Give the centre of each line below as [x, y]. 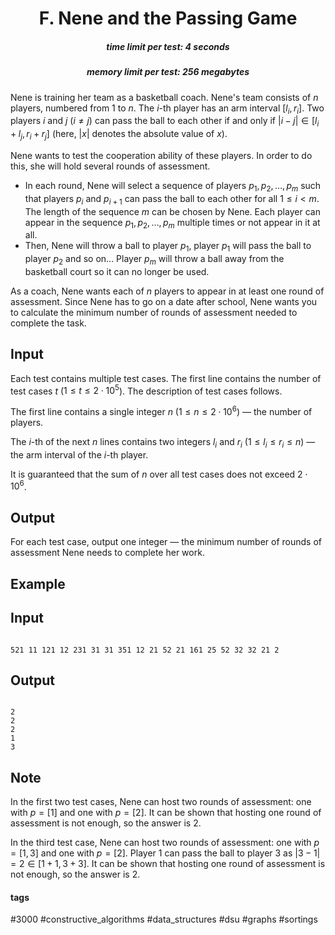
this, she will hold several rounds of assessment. [110, 166]
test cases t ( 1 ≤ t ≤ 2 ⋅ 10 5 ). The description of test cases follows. [146, 390]
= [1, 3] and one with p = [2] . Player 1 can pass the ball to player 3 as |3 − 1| [165, 853]
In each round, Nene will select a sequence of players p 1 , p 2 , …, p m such [173, 186]
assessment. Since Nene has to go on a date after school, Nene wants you [164, 301]
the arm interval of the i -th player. [79, 454]
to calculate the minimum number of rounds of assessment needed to [154, 312]
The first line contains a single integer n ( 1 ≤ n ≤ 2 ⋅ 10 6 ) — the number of [161, 411]
